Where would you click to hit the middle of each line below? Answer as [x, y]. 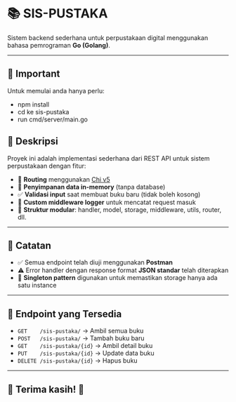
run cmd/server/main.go [52, 119]
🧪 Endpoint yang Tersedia [65, 314]
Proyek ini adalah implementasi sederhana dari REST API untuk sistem [109, 158]
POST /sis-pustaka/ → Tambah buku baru [81, 338]
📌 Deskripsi [33, 141]
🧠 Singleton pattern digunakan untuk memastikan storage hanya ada [117, 278]
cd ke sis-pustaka [43, 112]
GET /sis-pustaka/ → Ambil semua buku [80, 331]
